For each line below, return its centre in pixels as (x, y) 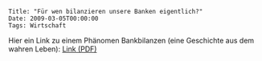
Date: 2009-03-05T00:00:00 (53, 18)
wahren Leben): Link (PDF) (53, 49)
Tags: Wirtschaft (37, 26)
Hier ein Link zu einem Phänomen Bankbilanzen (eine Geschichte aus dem (131, 41)
